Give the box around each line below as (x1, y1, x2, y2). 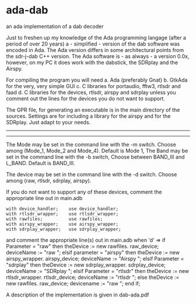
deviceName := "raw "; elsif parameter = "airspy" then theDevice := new (6, 249, 180, 256)
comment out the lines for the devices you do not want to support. (6, 95, 165, 102)
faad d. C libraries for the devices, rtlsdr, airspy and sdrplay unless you (6, 89, 176, 96)
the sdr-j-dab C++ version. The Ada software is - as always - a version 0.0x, (6, 53, 190, 60)
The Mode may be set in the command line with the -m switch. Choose (6, 141, 176, 148)
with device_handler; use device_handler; (6, 205, 118, 212)
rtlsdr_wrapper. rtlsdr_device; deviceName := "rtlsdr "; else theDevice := (6, 274, 180, 281)
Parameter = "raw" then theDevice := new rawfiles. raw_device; (6, 243, 159, 250)
